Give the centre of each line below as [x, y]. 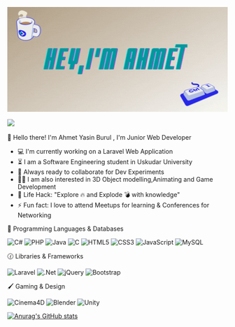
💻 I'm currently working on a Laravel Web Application [95, 151]
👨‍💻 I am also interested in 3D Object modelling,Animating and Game [115, 179]
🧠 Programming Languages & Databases [65, 228]
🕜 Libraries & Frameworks [45, 256]
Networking [34, 215]
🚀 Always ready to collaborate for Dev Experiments [91, 172]
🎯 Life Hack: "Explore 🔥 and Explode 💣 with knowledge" [99, 194]
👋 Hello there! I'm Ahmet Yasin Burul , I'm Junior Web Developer [99, 137]
